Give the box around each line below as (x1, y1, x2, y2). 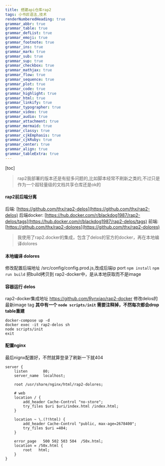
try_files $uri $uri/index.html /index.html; (23, 404, 119, 409)
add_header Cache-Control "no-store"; (23, 399, 103, 405)
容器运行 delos (5, 283, 36, 290)
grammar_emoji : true (5, 35, 48, 40)
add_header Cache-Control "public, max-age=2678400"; (23, 421, 137, 426)
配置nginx (5, 342, 26, 348)
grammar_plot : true (5, 81, 46, 86)
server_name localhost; (14, 373, 66, 378)
